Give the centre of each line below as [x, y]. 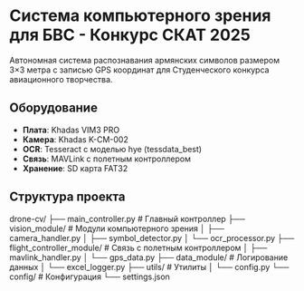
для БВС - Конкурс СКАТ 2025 [130, 35]
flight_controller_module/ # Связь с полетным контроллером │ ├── [138, 247]
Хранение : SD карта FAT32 [75, 168]
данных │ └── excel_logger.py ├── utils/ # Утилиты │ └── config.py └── [149, 267]
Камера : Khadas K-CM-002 [75, 139]
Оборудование [53, 108]
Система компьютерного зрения [140, 16]
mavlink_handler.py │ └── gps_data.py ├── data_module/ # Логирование [149, 257]
